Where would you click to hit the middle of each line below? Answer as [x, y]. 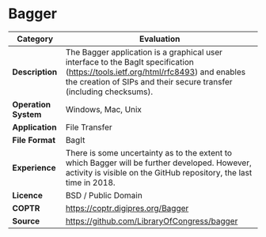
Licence [28, 195]
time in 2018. [91, 182]
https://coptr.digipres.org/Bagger [127, 208]
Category [35, 39]
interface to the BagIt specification [129, 62]
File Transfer [89, 127]
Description [35, 72]
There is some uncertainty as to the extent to [148, 152]
